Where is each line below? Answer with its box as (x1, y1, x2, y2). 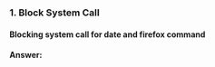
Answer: (9, 50, 43, 61)
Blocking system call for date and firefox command (9, 29, 206, 40)
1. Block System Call (9, 6, 100, 19)
